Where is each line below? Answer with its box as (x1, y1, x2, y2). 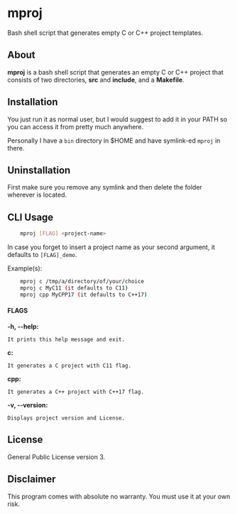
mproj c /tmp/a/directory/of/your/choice (20, 278, 144, 285)
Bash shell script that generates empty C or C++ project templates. (7, 28, 204, 37)
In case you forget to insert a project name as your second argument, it (7, 243, 215, 251)
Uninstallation (7, 164, 71, 176)
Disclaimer (7, 474, 56, 486)
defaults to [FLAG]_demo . (7, 251, 77, 259)
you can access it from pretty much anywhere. (7, 122, 144, 131)
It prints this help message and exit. (7, 336, 126, 343)
